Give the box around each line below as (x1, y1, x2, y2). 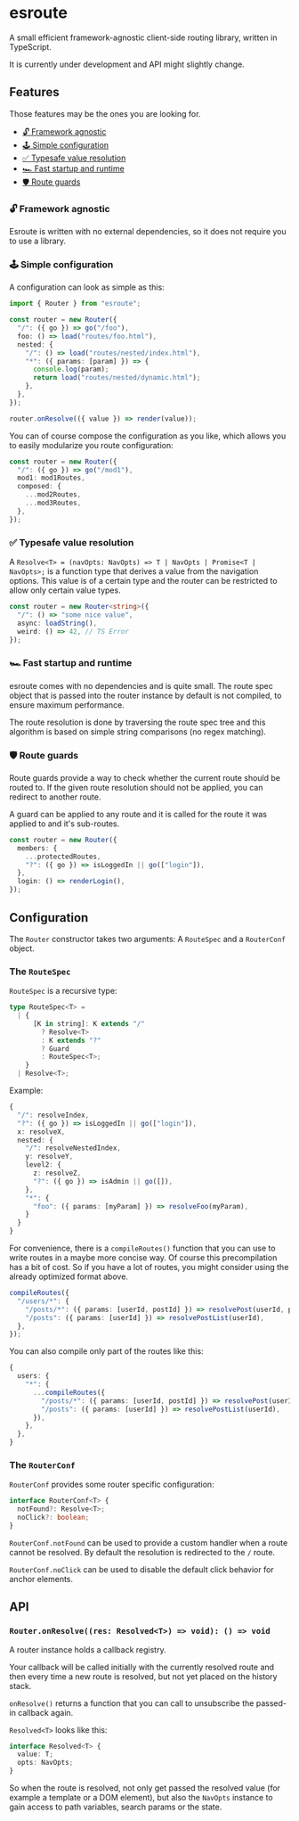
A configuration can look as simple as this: (9, 282, 165, 292)
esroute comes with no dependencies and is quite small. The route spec (9, 680, 274, 691)
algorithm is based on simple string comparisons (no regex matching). (9, 726, 267, 737)
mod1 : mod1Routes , (17, 473, 86, 483)
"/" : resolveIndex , (17, 1111, 90, 1120)
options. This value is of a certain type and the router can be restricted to (9, 576, 278, 586)
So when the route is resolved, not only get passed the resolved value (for (9, 1783, 281, 1793)
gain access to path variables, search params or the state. (9, 1801, 222, 1812)
